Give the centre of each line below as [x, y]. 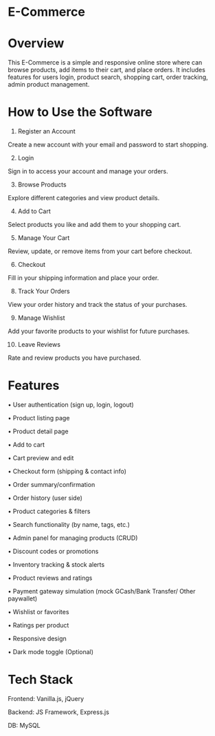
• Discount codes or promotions [53, 551]
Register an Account [47, 131]
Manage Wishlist [41, 318]
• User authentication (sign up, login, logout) [71, 404]
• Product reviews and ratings [50, 578]
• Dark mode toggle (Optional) [51, 652]
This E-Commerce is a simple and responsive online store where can [105, 63]
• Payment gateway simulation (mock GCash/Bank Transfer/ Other [102, 591]
